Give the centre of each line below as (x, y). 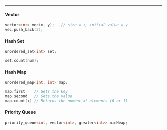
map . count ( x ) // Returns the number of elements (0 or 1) (66, 101)
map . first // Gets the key (37, 91)
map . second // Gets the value (39, 96)
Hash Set (15, 41)
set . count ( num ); (22, 61)
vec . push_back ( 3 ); (24, 30)
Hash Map (16, 72)
